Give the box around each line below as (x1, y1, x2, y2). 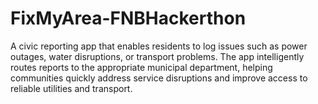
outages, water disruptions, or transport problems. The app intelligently (10, 50, 305, 62)
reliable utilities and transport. (10, 82, 133, 94)
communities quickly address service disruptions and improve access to (10, 72, 308, 84)
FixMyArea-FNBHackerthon (10, 7, 247, 30)
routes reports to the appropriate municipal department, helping (10, 61, 273, 73)
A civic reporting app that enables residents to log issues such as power (10, 40, 308, 52)
